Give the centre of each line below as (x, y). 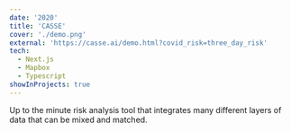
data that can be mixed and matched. (78, 119)
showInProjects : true (50, 84)
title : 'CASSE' (38, 26)
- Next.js (36, 59)
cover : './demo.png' (48, 34)
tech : (19, 51)
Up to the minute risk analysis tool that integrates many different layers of (145, 110)
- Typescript (42, 76)
